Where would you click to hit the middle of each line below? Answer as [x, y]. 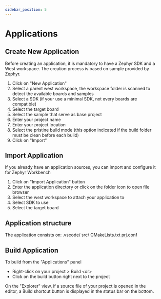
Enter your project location [39, 124]
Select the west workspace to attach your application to [68, 198]
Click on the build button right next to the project [61, 277]
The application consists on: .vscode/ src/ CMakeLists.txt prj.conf [71, 235]
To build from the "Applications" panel [43, 262]
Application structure [38, 223]
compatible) [24, 104]
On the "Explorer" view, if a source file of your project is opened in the [76, 286]
